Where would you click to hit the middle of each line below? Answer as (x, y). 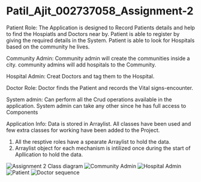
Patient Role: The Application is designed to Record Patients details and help (100, 28)
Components (22, 112)
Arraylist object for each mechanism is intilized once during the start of (103, 148)
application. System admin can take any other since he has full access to (96, 105)
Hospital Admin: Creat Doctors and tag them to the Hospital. (80, 76)
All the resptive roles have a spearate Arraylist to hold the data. (93, 141)
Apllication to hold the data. (49, 154)
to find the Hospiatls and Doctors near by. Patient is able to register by (93, 34)
